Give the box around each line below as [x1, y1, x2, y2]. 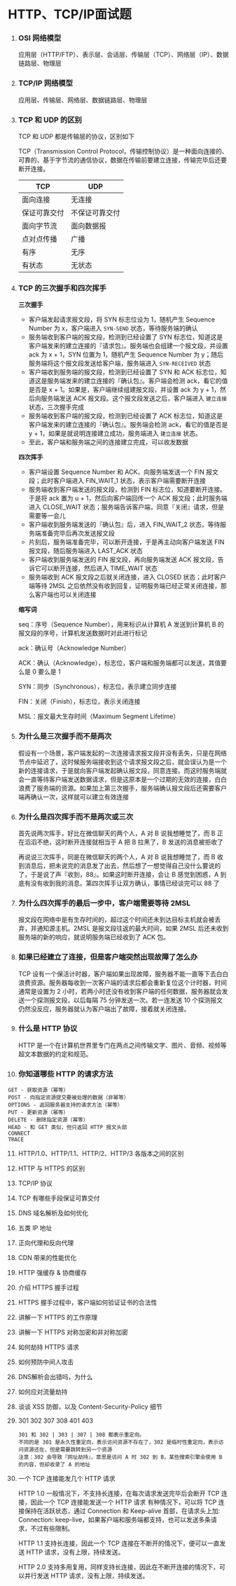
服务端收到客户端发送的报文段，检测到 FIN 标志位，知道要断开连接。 [28, 485, 227, 494]
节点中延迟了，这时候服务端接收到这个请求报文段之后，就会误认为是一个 [18, 758, 227, 766]
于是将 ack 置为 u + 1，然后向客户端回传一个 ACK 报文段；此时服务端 [28, 494, 228, 503]
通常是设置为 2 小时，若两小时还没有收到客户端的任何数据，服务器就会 [18, 987, 223, 995]
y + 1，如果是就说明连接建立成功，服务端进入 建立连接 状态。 [28, 429, 202, 438]
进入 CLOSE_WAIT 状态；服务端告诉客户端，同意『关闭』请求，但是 [28, 503, 225, 512]
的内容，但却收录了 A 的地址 [18, 1461, 90, 1468]
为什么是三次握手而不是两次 [18, 732, 112, 741]
